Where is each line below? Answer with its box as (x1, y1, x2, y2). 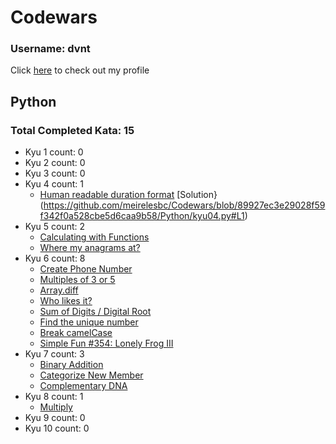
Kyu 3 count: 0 (24, 167, 86, 180)
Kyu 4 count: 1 (24, 178, 84, 190)
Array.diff (39, 284, 79, 296)
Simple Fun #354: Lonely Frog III (39, 337, 174, 350)
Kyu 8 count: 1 (24, 391, 84, 403)
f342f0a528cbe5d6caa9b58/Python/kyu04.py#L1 (39, 210, 245, 222)
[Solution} (176, 189, 218, 201)
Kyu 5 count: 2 (24, 221, 86, 233)
